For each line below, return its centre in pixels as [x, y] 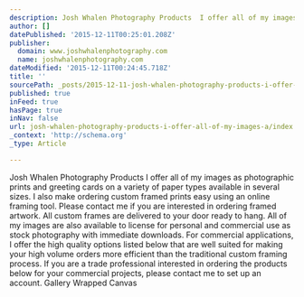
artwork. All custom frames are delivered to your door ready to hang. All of [148, 215]
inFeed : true [34, 102]
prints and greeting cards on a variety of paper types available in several [145, 187]
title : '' [28, 77]
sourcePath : [32, 85]
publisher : [30, 43]
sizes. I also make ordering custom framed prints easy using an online [140, 196]
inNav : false [34, 118]
